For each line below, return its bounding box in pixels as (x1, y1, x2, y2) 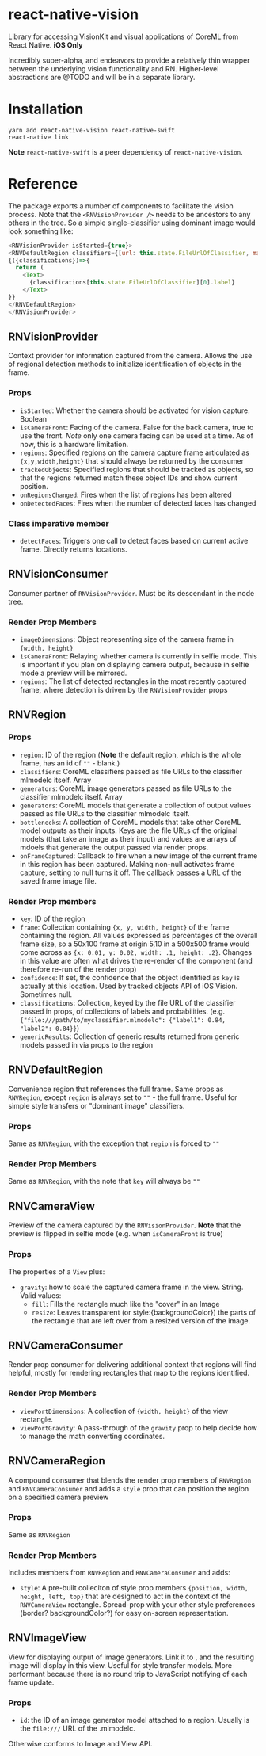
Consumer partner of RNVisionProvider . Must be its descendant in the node (8, 588, 255, 597)
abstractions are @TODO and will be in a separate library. (8, 72, 196, 82)
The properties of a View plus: (8, 1266, 105, 1277)
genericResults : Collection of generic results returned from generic (19, 1032, 240, 1041)
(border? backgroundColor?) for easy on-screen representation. (19, 1609, 229, 1618)
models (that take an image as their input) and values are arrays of (19, 834, 237, 843)
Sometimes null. (19, 990, 73, 999)
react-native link (8, 133, 69, 141)
